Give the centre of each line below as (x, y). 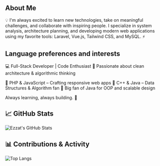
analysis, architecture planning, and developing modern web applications (80, 31)
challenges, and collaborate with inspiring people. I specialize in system (79, 25)
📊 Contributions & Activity (47, 144)
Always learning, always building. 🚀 (41, 97)
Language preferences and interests (63, 54)
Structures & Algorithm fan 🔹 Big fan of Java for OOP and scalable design (80, 88)
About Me (21, 8)
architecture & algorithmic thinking (40, 73)
